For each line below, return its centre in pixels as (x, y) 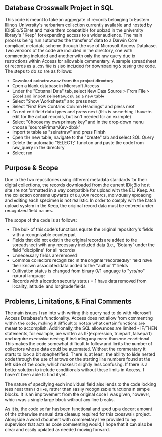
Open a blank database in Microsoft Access (55, 86)
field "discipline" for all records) (44, 250)
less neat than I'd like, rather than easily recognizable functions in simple (78, 389)
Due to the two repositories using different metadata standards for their (76, 179)
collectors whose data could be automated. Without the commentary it (75, 349)
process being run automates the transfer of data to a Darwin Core (71, 40)
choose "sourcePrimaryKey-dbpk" (46, 127)
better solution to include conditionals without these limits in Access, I (74, 370)
